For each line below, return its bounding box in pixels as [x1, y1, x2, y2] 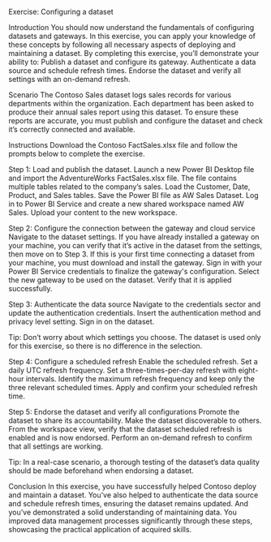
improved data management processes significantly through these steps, [8, 516, 253, 526]
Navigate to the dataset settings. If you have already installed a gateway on [8, 232, 260, 242]
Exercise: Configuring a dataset [8, 7, 114, 16]
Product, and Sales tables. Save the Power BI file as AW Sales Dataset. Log [8, 191, 259, 200]
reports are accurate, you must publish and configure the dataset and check [8, 116, 264, 125]
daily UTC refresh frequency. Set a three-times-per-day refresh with [8, 365, 237, 375]
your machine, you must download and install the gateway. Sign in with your [8, 258, 263, 267]
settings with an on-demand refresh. [8, 75, 131, 84]
